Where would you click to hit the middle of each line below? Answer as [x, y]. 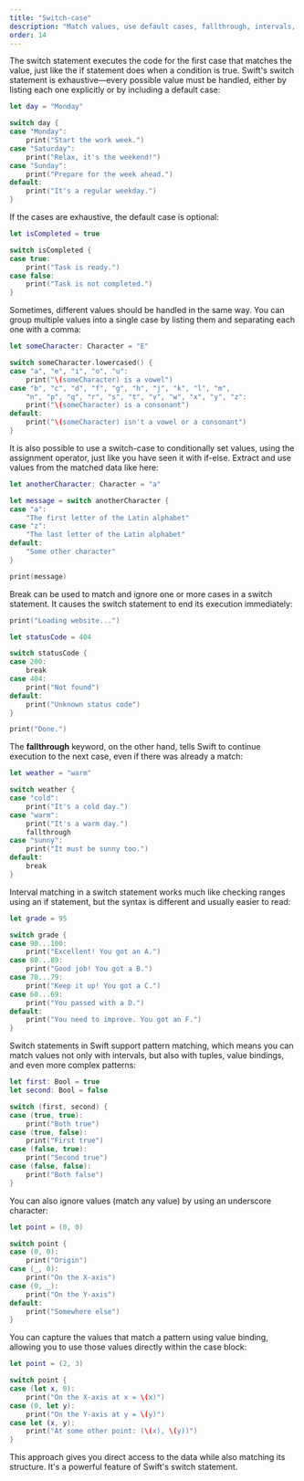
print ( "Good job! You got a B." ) [89, 969]
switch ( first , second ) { [58, 1107]
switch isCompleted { [51, 250]
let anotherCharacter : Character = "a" [85, 484]
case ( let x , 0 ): [42, 1389]
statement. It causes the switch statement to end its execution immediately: [151, 604]
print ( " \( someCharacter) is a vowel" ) [100, 380]
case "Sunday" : [38, 165]
